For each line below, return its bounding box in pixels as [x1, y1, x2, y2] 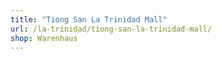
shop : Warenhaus [10, 33, 78, 43]
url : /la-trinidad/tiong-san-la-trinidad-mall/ [10, 24, 213, 34]
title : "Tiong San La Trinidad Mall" [10, 14, 168, 25]
